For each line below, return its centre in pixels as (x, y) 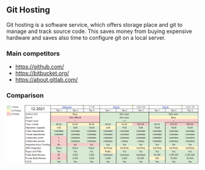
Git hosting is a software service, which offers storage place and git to (95, 24)
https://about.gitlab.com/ (46, 80)
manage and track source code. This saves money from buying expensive (99, 31)
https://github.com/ (39, 67)
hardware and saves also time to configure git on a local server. (86, 37)
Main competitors (33, 53)
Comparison (25, 96)
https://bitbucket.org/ (42, 73)
